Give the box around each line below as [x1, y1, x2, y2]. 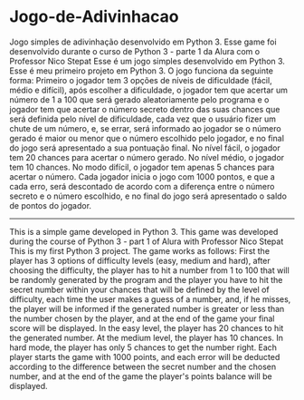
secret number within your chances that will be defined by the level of [9, 284, 270, 295]
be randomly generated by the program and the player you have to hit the [9, 274, 283, 285]
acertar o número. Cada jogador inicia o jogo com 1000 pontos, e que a [9, 171, 276, 182]
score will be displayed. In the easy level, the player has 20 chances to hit [9, 322, 284, 333]
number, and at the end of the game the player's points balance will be [9, 370, 273, 382]
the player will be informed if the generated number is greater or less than [9, 303, 285, 314]
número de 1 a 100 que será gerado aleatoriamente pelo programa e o [9, 93, 270, 105]
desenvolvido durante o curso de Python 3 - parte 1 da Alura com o [9, 45, 261, 56]
